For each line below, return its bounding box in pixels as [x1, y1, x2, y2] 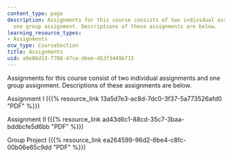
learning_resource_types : [7, 29, 81, 36]
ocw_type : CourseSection [7, 42, 79, 49]
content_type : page [7, 10, 64, 17]
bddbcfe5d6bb [7, 122, 50, 131]
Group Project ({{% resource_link [7, 136, 101, 144]
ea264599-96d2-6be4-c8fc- [102, 136, 186, 144]
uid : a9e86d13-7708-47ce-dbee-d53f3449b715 [7, 55, 135, 62]
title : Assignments [7, 49, 64, 56]
